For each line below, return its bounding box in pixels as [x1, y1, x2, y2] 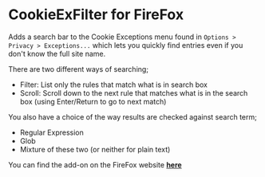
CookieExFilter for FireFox [8, 6, 184, 24]
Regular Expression [19, 128, 84, 137]
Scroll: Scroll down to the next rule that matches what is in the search [19, 88, 248, 97]
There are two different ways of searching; [8, 64, 149, 73]
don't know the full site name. [8, 49, 106, 58]
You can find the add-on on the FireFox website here [8, 159, 182, 169]
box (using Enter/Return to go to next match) [19, 96, 167, 106]
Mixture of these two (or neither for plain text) [19, 144, 171, 154]
